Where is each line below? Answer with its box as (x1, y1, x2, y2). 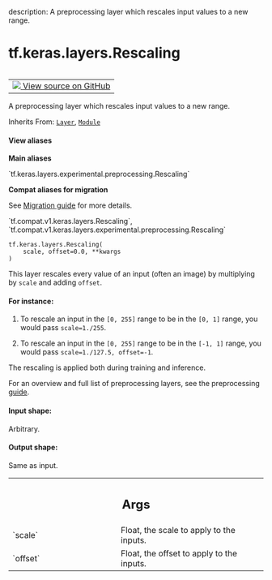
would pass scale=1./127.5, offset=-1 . (19, 347, 154, 357)
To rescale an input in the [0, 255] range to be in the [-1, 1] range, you (19, 338, 261, 348)
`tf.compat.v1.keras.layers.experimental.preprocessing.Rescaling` (8, 225, 227, 234)
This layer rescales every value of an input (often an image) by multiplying (8, 269, 255, 279)
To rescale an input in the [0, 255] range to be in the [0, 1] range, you (19, 314, 258, 324)
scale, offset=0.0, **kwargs (23, 247, 121, 256)
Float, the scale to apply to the (121, 525, 236, 536)
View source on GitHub (23, 80, 111, 92)
